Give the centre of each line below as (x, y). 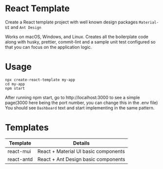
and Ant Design (26, 27)
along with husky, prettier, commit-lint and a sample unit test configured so (81, 42)
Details (81, 143)
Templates (27, 128)
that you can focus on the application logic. (49, 47)
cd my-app (15, 84)
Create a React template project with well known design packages (71, 22)
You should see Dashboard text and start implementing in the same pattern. (80, 107)
